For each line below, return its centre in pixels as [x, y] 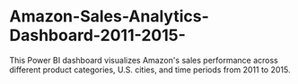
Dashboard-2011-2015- [98, 35]
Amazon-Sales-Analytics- [109, 17]
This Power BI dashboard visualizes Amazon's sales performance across [144, 60]
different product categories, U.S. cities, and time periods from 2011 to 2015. [150, 70]
